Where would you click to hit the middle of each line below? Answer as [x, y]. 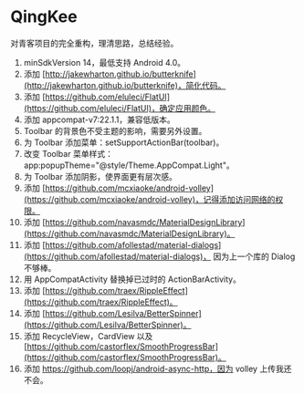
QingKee [44, 17]
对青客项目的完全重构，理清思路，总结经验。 [94, 43]
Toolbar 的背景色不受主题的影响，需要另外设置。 [115, 130]
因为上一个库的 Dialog [254, 256]
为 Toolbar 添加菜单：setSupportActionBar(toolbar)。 [124, 142]
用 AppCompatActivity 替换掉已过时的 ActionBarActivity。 [132, 279]
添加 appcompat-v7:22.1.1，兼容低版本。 [100, 119]
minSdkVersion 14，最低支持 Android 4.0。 [105, 62]
